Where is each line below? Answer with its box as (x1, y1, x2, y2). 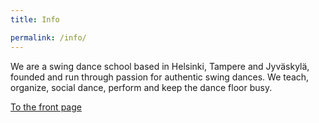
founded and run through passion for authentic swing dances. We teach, (10, 71, 310, 83)
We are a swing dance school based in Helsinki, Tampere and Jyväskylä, (10, 60, 310, 72)
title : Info (10, 14, 60, 25)
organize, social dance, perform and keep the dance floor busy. (10, 81, 273, 93)
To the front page (10, 101, 82, 113)
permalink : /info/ (10, 32, 87, 43)
